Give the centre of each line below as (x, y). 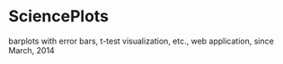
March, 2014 (31, 50)
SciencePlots (59, 16)
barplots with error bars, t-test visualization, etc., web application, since (141, 41)
